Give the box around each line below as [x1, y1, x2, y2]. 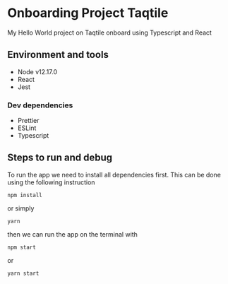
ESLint [17, 124, 37, 132]
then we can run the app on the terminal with [7, 230, 138, 238]
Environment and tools [7, 49, 109, 61]
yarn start [7, 270, 40, 277]
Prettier [17, 117, 40, 125]
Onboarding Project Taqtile [7, 5, 169, 21]
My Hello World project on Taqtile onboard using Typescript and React [7, 28, 212, 37]
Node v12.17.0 [17, 67, 58, 76]
